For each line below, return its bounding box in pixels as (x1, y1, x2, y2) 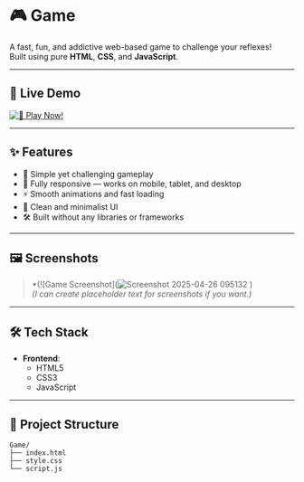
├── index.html (9, 449, 67, 458)
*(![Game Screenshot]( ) (31, 279, 253, 290)
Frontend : (22, 353, 61, 364)
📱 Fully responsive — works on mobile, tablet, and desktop (22, 178, 242, 189)
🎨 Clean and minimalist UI (22, 201, 119, 212)
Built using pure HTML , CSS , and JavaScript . (9, 51, 179, 61)
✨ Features (9, 145, 73, 160)
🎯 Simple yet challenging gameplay (22, 168, 154, 179)
